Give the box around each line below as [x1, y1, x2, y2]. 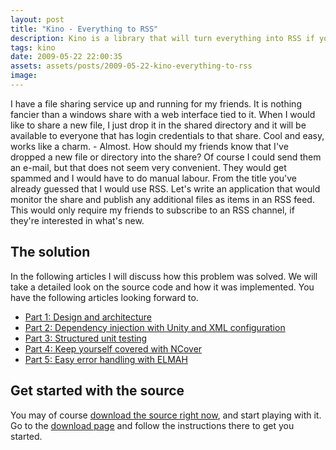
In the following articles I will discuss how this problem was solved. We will [10, 270, 318, 282]
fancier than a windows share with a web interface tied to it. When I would [10, 108, 316, 120]
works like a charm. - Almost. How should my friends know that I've [10, 140, 289, 152]
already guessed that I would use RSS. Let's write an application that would [10, 182, 321, 195]
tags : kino [10, 42, 56, 53]
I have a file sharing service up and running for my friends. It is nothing [10, 97, 302, 110]
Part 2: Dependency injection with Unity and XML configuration [24, 321, 286, 333]
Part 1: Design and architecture [24, 311, 152, 323]
